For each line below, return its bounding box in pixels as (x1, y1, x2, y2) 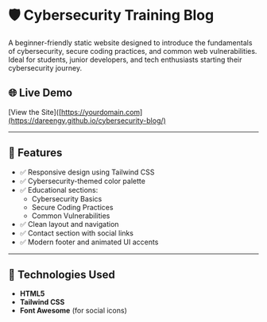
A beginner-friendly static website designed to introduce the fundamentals (8, 37, 253, 48)
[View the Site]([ (8, 107, 62, 117)
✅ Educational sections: (19, 185, 99, 194)
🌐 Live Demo (8, 86, 73, 100)
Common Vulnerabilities (31, 211, 110, 220)
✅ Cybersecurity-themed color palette (19, 176, 145, 186)
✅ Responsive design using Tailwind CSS (19, 167, 155, 177)
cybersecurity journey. (8, 63, 82, 72)
